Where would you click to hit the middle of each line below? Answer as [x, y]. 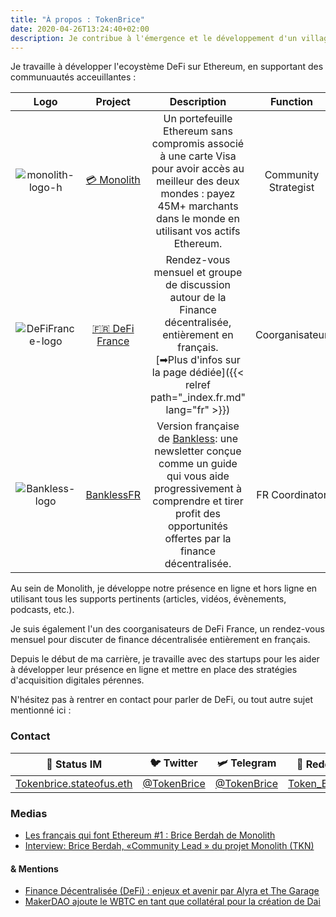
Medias [29, 813]
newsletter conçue [198, 451]
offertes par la [198, 539]
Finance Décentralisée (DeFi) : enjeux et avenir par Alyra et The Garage [172, 891]
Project [113, 102]
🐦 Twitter [173, 763]
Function [291, 102]
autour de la [198, 298]
